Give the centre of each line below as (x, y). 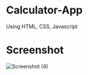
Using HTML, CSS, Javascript (42, 26)
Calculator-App (45, 10)
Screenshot (35, 50)
